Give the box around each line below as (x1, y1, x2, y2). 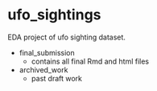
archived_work (19, 64, 68, 74)
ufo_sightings (7, 6, 101, 24)
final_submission (19, 48, 76, 57)
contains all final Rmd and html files (31, 56, 150, 66)
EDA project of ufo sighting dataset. (7, 32, 126, 42)
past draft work (31, 73, 82, 83)
